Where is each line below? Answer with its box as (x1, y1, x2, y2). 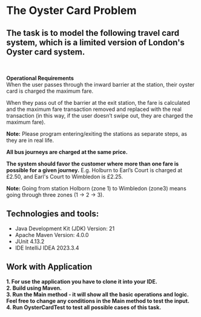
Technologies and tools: (6, 209, 99, 219)
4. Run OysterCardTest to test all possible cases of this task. (6, 304, 162, 311)
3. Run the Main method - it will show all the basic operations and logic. (6, 290, 189, 298)
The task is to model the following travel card (6, 28, 180, 38)
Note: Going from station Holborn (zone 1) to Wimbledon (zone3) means (6, 185, 186, 192)
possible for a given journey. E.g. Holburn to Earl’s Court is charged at (6, 167, 183, 173)
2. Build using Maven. (6, 284, 62, 292)
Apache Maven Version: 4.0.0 (15, 231, 89, 238)
